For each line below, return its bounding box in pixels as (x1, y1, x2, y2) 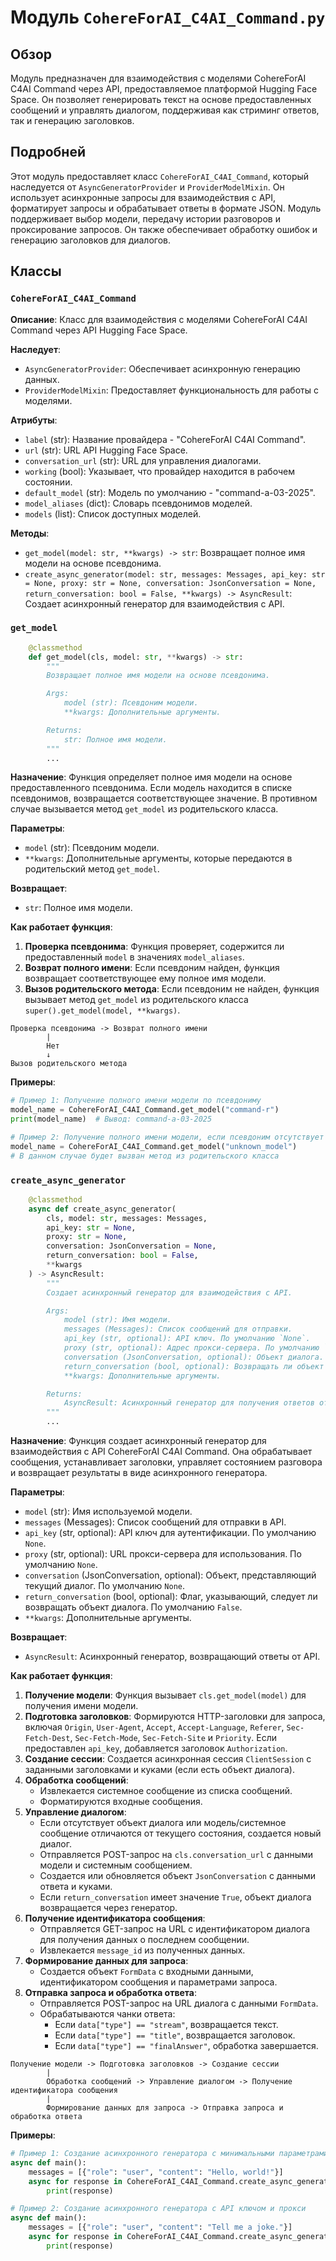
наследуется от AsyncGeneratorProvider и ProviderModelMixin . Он (10, 181, 285, 193)
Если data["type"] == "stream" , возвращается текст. (54, 2019, 279, 2031)
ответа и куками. (39, 1881, 113, 1893)
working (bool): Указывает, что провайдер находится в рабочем (24, 465, 295, 477)
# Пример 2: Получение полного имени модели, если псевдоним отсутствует (10, 1132, 325, 1143)
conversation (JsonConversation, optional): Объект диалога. (63, 1352, 325, 1362)
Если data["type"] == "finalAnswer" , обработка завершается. (54, 2040, 319, 2052)
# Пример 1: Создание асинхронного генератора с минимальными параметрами (10, 2149, 329, 2159)
